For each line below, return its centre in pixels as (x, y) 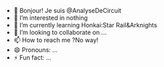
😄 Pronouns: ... (36, 50)
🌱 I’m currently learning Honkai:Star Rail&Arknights (85, 25)
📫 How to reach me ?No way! (56, 40)
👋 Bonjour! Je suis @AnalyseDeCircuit (67, 11)
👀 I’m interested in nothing (50, 18)
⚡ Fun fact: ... (32, 57)
